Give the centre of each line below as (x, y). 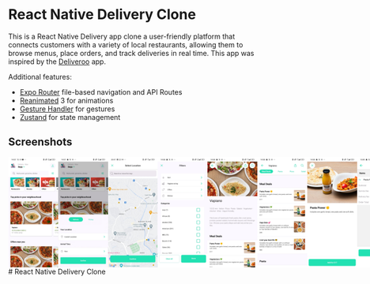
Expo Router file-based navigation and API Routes (101, 92)
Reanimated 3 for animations (66, 100)
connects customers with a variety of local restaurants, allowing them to (126, 44)
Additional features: (40, 77)
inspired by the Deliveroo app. (57, 62)
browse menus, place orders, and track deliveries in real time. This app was (131, 53)
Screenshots (40, 142)
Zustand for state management (70, 117)
